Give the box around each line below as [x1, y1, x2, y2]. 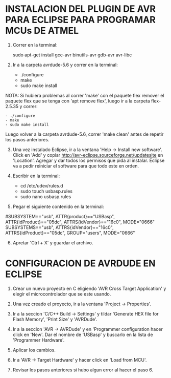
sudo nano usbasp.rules [20, 193, 71, 200]
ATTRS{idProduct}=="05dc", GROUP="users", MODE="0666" [5, 229, 135, 236]
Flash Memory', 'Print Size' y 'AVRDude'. [12, 316, 97, 322]
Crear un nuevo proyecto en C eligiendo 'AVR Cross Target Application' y [12, 285, 166, 291]
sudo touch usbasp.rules [20, 188, 73, 194]
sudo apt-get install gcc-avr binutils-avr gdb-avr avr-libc [12, 52, 132, 58]
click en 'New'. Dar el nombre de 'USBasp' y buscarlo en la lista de [12, 331, 153, 338]
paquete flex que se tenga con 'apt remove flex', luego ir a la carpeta [5, 98, 151, 104]
